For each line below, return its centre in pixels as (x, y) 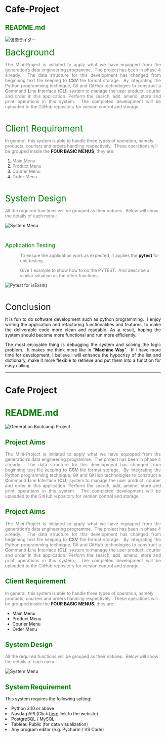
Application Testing (30, 245)
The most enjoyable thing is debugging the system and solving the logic (83, 344)
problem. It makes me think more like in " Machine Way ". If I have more (83, 350)
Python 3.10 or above (33, 708)
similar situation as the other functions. (60, 275)
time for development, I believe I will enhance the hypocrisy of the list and (83, 355)
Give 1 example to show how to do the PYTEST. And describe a (85, 270)
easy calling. (18, 366)
